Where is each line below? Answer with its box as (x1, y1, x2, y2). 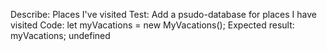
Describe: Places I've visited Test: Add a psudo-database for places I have (10, 9, 317, 20)
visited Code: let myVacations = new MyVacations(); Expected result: (10, 19, 295, 31)
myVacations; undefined (10, 30, 111, 41)
